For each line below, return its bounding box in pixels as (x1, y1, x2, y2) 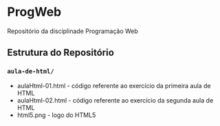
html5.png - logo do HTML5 (16, 111, 96, 119)
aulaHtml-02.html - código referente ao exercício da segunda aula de (16, 96, 214, 104)
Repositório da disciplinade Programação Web (7, 27, 139, 35)
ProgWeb (7, 4, 62, 20)
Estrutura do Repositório (7, 47, 115, 59)
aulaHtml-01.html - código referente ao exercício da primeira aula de (16, 81, 211, 90)
